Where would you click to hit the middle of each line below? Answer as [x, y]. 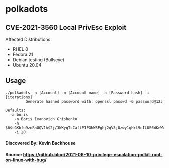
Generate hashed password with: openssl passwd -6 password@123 [94, 101]
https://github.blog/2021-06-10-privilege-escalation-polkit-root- [93, 155]
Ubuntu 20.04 [27, 65]
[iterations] [19, 97]
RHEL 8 [20, 49]
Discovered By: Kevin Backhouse [41, 143]
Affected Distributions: [28, 39]
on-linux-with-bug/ [26, 160]
